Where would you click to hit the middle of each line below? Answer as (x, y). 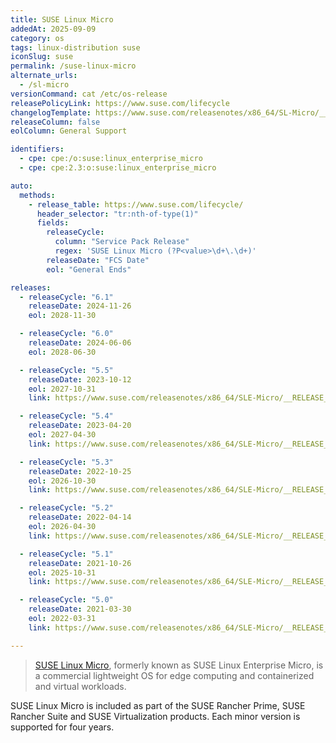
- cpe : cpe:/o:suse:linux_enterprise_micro (111, 159)
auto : (21, 186)
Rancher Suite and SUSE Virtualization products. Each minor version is (155, 716)
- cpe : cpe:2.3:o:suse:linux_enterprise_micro (118, 168)
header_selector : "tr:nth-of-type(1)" (117, 214)
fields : (53, 223)
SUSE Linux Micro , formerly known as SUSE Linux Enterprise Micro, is (179, 665)
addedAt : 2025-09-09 (53, 29)
